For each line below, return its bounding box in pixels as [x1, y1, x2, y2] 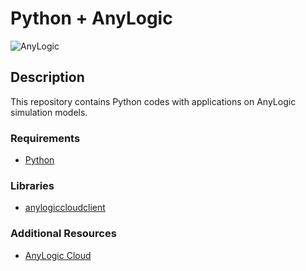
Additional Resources [10, 227, 117, 241]
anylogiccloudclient [24, 202, 106, 214]
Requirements [10, 131, 81, 145]
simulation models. [10, 106, 88, 118]
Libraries [10, 178, 55, 192]
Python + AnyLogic [10, 7, 173, 30]
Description [10, 69, 85, 86]
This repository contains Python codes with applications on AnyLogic [10, 95, 297, 107]
